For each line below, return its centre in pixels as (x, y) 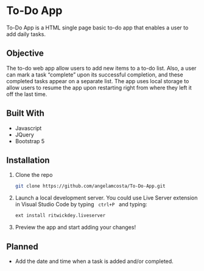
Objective (25, 54)
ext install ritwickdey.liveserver (60, 216)
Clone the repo (34, 175)
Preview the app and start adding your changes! (75, 228)
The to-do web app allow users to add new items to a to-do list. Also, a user (101, 68)
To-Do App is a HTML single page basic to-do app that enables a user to (97, 28)
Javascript (28, 128)
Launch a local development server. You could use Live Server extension (106, 198)
